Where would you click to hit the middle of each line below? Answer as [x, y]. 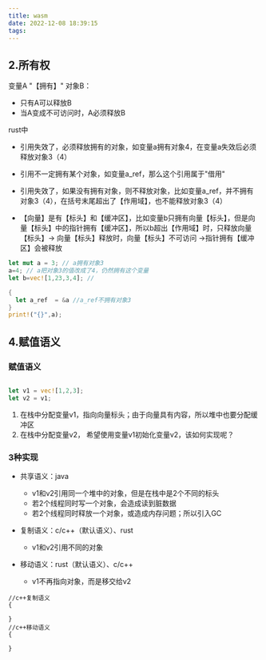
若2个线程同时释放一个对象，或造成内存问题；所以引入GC [127, 513]
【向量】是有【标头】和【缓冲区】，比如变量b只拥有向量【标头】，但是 [134, 218]
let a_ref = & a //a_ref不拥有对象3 [73, 300]
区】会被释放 [41, 248]
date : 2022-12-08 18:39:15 [53, 23]
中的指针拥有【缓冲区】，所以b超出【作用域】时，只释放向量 [153, 228]
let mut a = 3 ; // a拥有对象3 [56, 264]
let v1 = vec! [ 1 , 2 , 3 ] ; [46, 391]
